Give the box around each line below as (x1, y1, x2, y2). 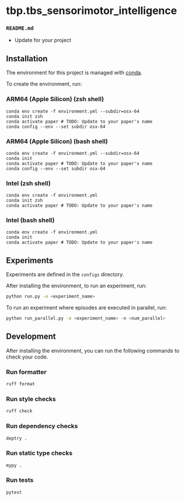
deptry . (6, 435, 27, 441)
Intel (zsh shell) (6, 179, 51, 187)
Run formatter (6, 368, 47, 376)
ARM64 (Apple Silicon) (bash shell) (6, 137, 108, 145)
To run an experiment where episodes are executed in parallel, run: (6, 304, 167, 311)
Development (6, 332, 57, 342)
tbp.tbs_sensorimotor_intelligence (6, 4, 177, 18)
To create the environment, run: (6, 81, 82, 88)
